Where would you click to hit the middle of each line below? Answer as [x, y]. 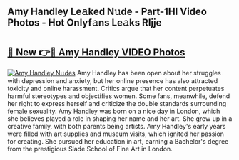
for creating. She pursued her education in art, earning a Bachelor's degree [118, 141]
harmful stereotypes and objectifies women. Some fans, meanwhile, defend [119, 96]
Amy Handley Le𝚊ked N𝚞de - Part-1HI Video [107, 12]
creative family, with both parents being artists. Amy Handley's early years [117, 126]
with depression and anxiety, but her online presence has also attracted [113, 81]
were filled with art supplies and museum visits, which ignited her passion [116, 134]
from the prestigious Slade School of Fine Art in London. [90, 149]
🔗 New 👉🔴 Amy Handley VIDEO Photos [96, 52]
